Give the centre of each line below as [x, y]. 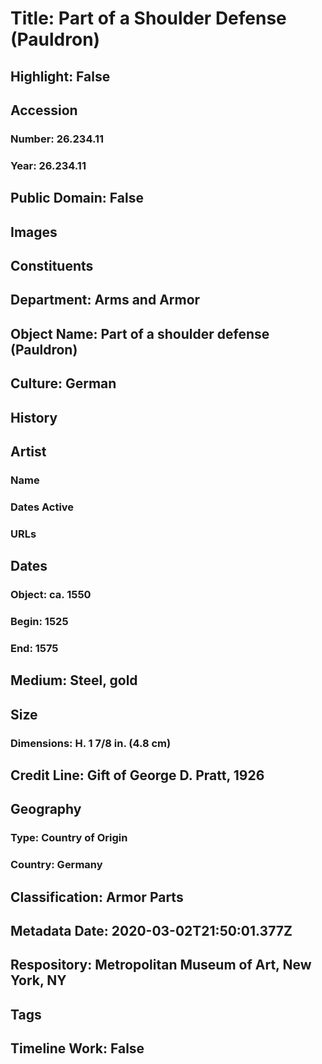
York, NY [38, 980]
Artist [28, 451]
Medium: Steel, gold [74, 680]
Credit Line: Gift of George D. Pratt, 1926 [137, 775]
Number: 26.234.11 [57, 139]
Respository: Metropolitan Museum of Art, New [161, 965]
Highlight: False [60, 76]
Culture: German [63, 383]
